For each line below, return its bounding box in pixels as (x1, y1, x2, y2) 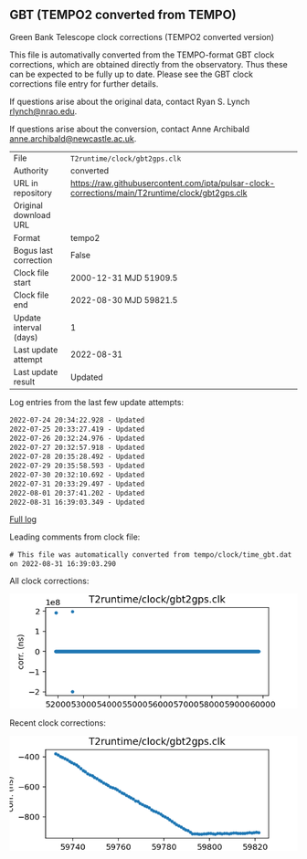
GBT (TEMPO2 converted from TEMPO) (9, 7, 237, 23)
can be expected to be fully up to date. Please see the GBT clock (9, 68, 254, 79)
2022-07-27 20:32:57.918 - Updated (9, 443, 145, 452)
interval (13, 321, 42, 332)
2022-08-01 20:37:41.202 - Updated (9, 488, 145, 498)
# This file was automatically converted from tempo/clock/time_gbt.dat (9, 550, 292, 560)
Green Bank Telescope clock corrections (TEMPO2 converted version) (9, 31, 275, 42)
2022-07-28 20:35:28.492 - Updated (9, 452, 145, 461)
